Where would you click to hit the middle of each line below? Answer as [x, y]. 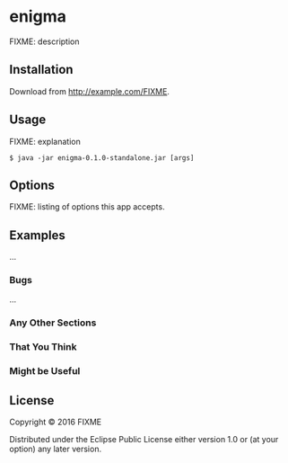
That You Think [43, 347]
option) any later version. [55, 449]
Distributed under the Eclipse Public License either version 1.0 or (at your [144, 440]
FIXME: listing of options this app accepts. [87, 207]
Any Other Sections [53, 323]
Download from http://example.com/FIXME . [90, 91]
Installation [41, 70]
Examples [37, 235]
